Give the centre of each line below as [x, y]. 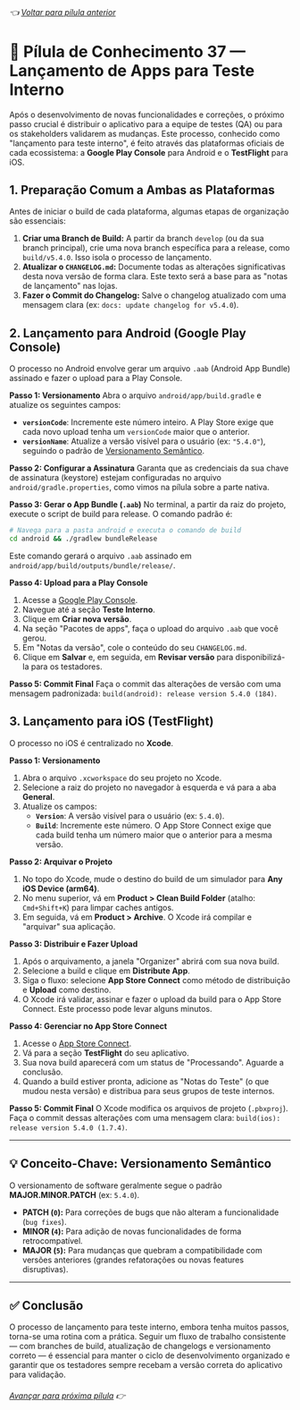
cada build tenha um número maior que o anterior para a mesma [154, 835]
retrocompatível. [52, 1240]
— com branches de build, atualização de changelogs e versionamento [140, 1346]
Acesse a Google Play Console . [80, 599]
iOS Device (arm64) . [61, 888]
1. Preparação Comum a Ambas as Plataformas [142, 190]
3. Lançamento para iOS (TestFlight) [112, 722]
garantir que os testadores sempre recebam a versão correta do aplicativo [146, 1365]
